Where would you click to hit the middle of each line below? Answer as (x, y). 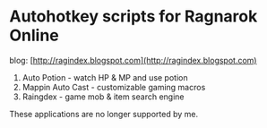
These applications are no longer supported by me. (104, 114)
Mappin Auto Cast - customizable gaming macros (114, 87)
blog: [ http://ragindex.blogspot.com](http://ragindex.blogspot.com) (133, 60)
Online (34, 35)
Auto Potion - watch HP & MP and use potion (105, 77)
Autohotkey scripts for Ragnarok (133, 17)
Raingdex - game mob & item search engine (103, 97)
